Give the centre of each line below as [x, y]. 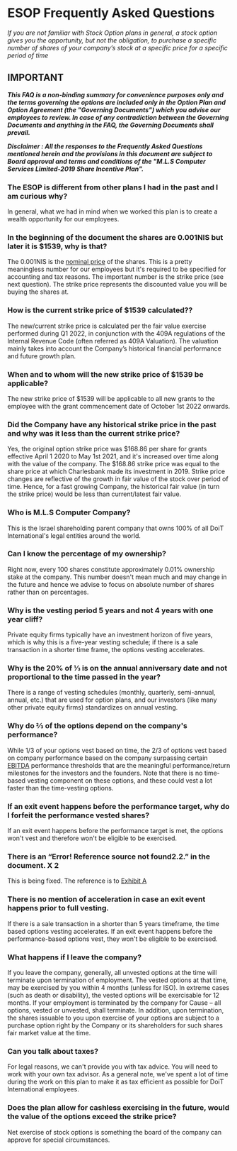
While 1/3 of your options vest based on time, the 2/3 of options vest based [117, 750]
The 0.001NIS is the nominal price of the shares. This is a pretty [100, 262]
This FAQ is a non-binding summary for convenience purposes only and [116, 94]
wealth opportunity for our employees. [63, 219]
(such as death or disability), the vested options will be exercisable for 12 [114, 995]
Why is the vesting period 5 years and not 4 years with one [110, 610]
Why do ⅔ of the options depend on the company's [97, 726]
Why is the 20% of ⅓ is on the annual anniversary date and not [117, 668]
